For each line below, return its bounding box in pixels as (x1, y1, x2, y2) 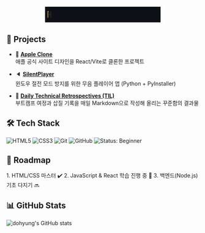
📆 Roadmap (6, 155, 51, 165)
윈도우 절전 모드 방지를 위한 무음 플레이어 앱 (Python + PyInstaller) (15, 80, 176, 87)
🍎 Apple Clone (15, 50, 53, 58)
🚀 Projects (6, 34, 47, 45)
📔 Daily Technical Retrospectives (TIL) (15, 92, 115, 99)
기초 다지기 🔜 (6, 181, 40, 189)
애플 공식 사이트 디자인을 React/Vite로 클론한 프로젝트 (15, 57, 145, 65)
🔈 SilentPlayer (15, 70, 54, 77)
